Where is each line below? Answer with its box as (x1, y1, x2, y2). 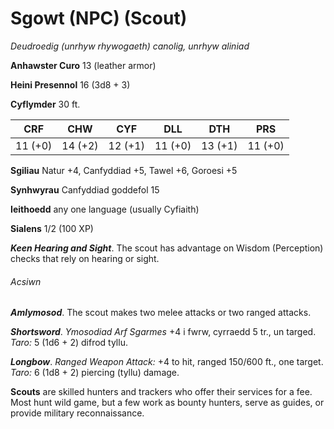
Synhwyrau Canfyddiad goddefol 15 (10, 183, 160, 196)
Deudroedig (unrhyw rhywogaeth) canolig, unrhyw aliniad (10, 40, 250, 52)
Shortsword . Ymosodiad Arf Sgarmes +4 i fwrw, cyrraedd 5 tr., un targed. (10, 326, 317, 338)
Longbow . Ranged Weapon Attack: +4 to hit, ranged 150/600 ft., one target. (10, 356, 324, 368)
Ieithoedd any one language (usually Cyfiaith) (10, 203, 200, 215)
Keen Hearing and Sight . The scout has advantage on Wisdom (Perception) (10, 242, 324, 254)
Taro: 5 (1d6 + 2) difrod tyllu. (10, 337, 128, 349)
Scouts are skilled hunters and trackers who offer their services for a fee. (10, 386, 313, 398)
